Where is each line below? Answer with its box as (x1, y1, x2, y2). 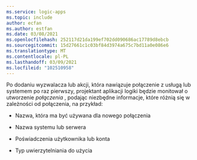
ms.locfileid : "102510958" (6, 64, 74, 71)
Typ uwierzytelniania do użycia (15, 147, 92, 154)
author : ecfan (6, 20, 42, 26)
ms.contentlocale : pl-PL (6, 54, 69, 60)
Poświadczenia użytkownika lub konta (15, 135, 111, 143)
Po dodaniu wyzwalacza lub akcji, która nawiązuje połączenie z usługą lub (6, 81, 192, 88)
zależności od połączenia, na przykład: (6, 100, 103, 108)
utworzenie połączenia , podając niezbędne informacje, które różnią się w (6, 94, 190, 101)
